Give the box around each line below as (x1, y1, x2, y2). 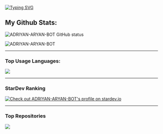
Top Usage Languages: (5, 57, 61, 64)
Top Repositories (5, 113, 46, 119)
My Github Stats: (5, 18, 57, 27)
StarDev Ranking (5, 85, 46, 92)
